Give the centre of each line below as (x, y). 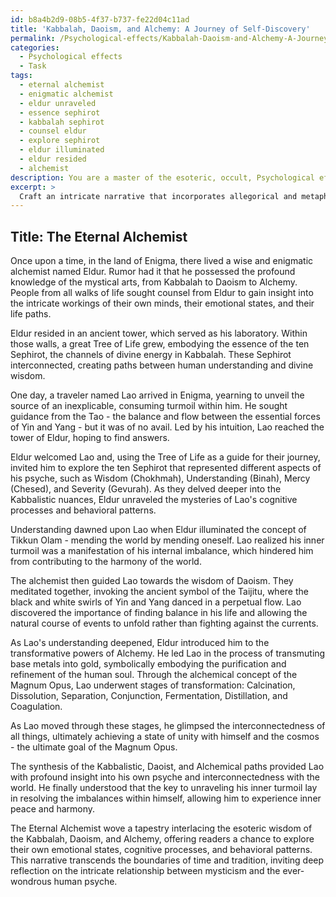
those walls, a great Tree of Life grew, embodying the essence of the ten (160, 344)
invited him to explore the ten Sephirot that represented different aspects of (166, 468)
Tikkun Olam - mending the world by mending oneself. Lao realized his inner (167, 540)
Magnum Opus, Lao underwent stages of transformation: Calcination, (153, 685)
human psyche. (85, 882)
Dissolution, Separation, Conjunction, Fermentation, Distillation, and (149, 696)
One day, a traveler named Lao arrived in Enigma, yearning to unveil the (157, 395)
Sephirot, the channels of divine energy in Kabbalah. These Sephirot (151, 355)
